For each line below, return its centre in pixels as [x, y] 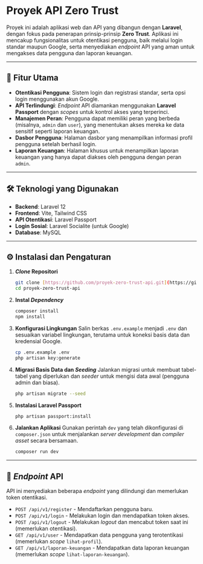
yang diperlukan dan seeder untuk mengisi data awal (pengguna [109, 376]
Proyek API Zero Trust [63, 11]
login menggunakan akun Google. [57, 99]
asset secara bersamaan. [47, 441]
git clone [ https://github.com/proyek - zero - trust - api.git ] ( [92, 283]
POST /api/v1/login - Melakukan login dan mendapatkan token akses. [102, 515]
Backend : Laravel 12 [40, 206]
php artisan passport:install [53, 416]
